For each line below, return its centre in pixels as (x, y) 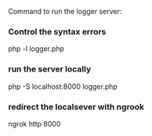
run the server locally (50, 69)
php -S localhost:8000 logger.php (63, 86)
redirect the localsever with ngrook (76, 107)
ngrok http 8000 (34, 123)
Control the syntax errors (57, 31)
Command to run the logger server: (65, 11)
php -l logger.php (36, 49)
